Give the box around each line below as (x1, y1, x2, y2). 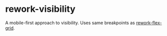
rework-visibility (5, 3, 75, 15)
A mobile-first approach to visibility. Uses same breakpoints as (5, 20, 135, 26)
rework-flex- (136, 20, 162, 26)
